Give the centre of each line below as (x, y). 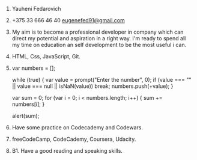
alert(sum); (26, 116)
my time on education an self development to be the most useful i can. (99, 45)
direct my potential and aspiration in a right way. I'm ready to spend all (99, 38)
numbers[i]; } (28, 104)
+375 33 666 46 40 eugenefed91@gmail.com (68, 20)
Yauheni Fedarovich (36, 9)
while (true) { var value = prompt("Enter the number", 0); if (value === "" (102, 80)
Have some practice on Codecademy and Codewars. (77, 128)
